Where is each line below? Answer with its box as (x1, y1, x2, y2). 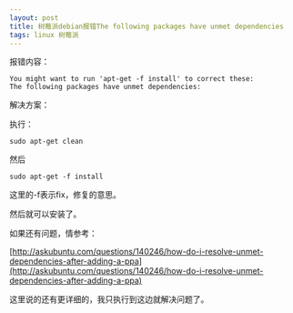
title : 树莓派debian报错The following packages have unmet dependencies (9, 22, 284, 31)
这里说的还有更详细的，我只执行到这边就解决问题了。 (9, 294, 209, 305)
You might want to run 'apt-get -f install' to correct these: (9, 75, 255, 84)
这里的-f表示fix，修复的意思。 (9, 189, 121, 200)
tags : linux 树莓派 (9, 30, 79, 39)
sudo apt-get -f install (9, 172, 104, 182)
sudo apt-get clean (9, 137, 84, 146)
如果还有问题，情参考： (9, 228, 97, 239)
